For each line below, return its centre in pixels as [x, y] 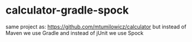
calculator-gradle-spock [67, 10]
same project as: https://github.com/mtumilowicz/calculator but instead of [96, 27]
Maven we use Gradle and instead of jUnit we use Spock [74, 33]
